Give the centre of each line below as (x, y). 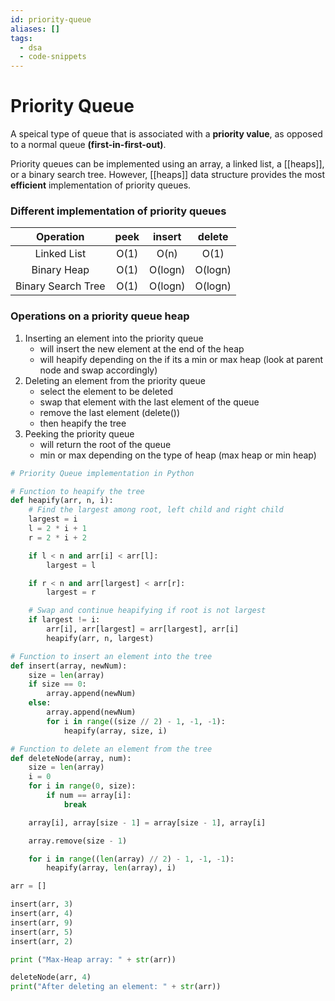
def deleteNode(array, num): (71, 758)
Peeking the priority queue (79, 433)
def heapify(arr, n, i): (62, 501)
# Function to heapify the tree (77, 491)
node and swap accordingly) (98, 370)
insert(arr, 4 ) (42, 914)
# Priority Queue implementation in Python (102, 473)
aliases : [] (35, 29)
